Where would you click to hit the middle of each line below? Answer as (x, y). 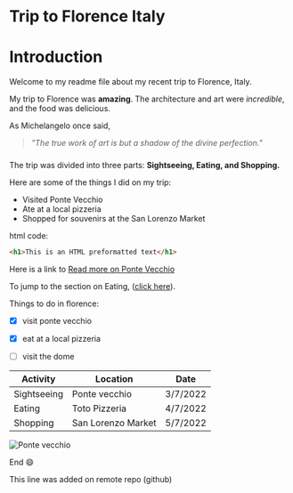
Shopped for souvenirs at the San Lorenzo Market (114, 219)
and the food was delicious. (60, 109)
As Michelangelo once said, (60, 125)
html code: (29, 236)
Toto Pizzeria (99, 408)
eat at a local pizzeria (61, 338)
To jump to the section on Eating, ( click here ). (93, 286)
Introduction (56, 57)
